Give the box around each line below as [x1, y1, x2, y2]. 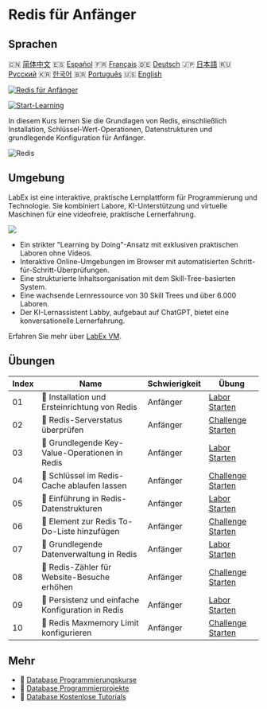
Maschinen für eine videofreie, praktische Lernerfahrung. [8, 209, 196, 219]
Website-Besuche [41, 571, 110, 582]
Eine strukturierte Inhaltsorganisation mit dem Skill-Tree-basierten [19, 273, 236, 283]
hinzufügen [76, 525, 120, 536]
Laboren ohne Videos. [19, 248, 93, 258]
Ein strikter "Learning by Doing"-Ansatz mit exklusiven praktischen [19, 240, 238, 249]
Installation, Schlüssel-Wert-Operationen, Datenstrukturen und [8, 125, 213, 134]
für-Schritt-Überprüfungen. [19, 265, 110, 275]
